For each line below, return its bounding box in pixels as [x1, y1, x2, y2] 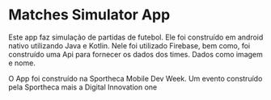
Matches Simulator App [8, 6, 171, 24]
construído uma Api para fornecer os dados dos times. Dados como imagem [8, 49, 263, 59]
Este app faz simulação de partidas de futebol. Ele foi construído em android [8, 32, 264, 42]
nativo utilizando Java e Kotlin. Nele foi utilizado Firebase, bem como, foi [8, 40, 251, 50]
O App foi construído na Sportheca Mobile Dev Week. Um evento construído [8, 73, 263, 83]
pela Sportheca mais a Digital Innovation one [8, 82, 158, 92]
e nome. [8, 58, 36, 68]
